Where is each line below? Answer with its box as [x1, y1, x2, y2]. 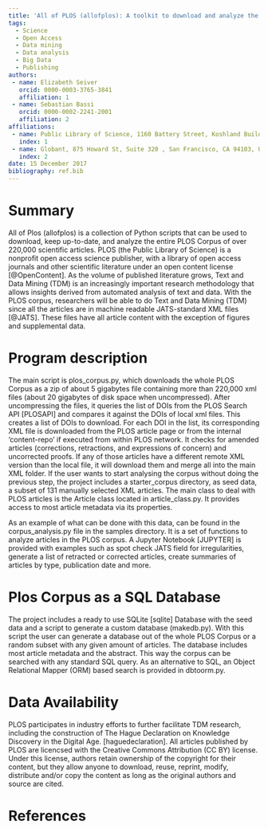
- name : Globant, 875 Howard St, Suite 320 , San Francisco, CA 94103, [11, 145, 255, 153]
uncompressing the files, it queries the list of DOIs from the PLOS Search [8, 400, 247, 411]
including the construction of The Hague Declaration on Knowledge [8, 728, 230, 737]
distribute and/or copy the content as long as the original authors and [8, 770, 237, 780]
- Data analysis [15, 49, 69, 57]
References [8, 807, 86, 825]
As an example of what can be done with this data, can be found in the [8, 517, 241, 527]
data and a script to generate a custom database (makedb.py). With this [8, 623, 245, 632]
